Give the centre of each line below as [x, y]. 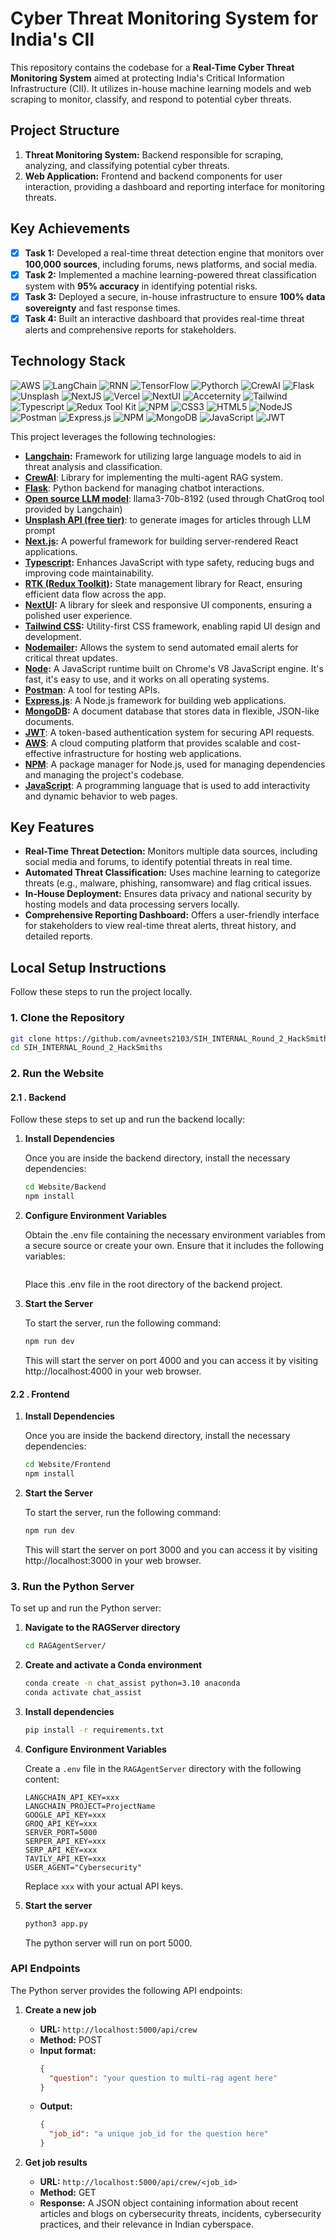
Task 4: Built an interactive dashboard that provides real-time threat [164, 318]
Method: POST [71, 2039]
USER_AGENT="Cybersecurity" [83, 1867]
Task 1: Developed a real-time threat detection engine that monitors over [174, 253]
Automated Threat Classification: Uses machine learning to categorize [172, 873]
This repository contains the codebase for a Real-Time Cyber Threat [152, 67]
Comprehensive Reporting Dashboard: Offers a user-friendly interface [172, 915]
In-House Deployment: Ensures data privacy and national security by [168, 894]
